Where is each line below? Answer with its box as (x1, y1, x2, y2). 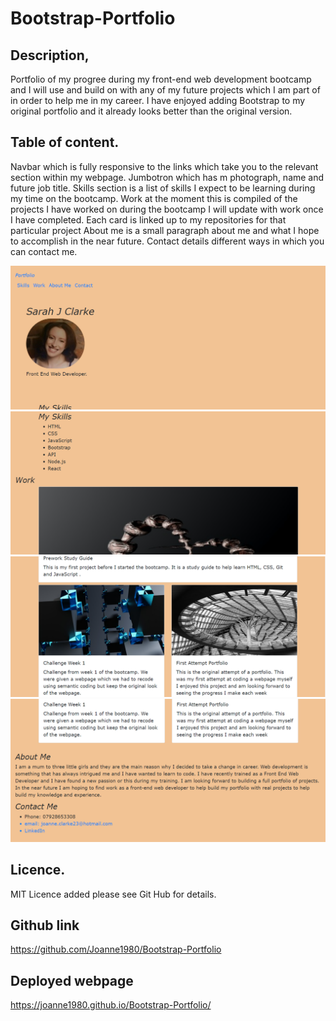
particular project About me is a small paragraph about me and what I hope (10, 224, 320, 236)
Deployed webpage (10, 972, 134, 989)
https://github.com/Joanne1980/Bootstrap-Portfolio (10, 943, 222, 956)
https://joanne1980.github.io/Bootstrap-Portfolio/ (10, 999, 212, 1011)
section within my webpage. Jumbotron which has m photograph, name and (10, 171, 325, 183)
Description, (10, 47, 90, 64)
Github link (10, 917, 80, 934)
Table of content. (10, 134, 120, 151)
